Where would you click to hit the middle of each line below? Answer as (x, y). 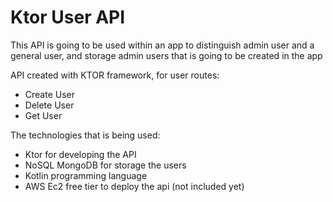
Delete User (49, 105)
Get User (43, 115)
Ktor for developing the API (80, 154)
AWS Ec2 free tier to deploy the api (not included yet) (134, 186)
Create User (50, 94)
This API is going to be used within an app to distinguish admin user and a (162, 45)
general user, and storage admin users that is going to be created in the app (166, 55)
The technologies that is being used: (85, 135)
